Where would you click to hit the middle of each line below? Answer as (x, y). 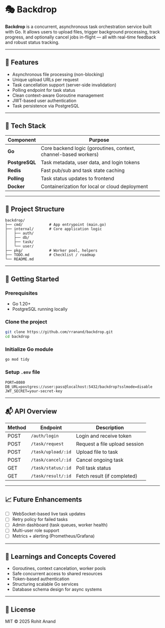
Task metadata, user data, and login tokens (90, 162)
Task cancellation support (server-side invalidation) (64, 85)
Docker (16, 186)
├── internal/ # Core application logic (54, 229)
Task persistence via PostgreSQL (46, 106)
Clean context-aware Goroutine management (58, 95)
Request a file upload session (110, 444)
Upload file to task (97, 452)
